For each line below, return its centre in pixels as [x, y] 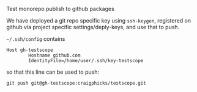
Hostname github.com [54, 55]
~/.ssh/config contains [36, 39]
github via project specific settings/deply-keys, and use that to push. [93, 27]
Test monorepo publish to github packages [60, 9]
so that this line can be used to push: [53, 72]
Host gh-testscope [30, 50]
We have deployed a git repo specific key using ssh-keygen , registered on [99, 20]
